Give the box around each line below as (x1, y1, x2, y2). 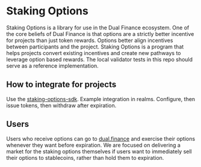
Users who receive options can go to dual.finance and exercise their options (6, 135, 196, 142)
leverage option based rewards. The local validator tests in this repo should (6, 56, 193, 63)
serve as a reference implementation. (6, 62, 99, 69)
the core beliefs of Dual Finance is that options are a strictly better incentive (6, 30, 194, 37)
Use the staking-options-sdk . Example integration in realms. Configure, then (6, 95, 196, 102)
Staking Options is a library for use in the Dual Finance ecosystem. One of (6, 24, 190, 31)
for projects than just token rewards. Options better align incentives (6, 37, 173, 44)
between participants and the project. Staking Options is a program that (6, 43, 184, 50)
